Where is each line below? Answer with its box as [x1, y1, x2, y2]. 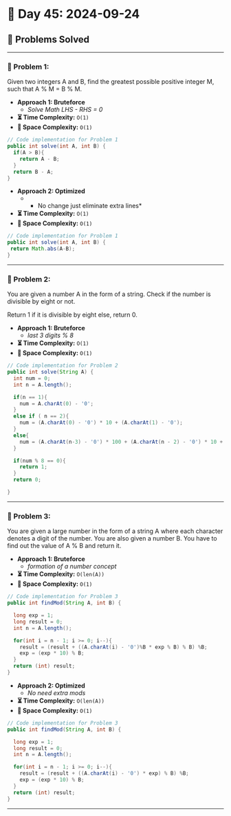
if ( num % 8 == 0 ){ [13, 457, 67, 464]
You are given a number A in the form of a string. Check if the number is [7, 290, 211, 298]
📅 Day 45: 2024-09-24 [7, 6, 140, 22]
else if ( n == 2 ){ [13, 413, 69, 420]
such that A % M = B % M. [7, 85, 82, 93]
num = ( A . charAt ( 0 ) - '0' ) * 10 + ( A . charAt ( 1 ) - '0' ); [19, 419, 184, 427]
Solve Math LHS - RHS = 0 [27, 106, 103, 114]
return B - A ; [13, 168, 54, 175]
